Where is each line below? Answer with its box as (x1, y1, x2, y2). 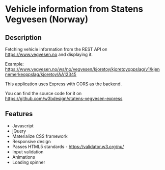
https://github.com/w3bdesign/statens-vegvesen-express (5, 96, 123, 101)
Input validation (12, 148, 44, 155)
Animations (12, 154, 35, 160)
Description (5, 33, 42, 42)
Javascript (12, 122, 34, 128)
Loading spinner (12, 159, 46, 165)
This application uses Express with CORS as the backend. (5, 81, 122, 87)
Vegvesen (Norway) (5, 14, 88, 25)
